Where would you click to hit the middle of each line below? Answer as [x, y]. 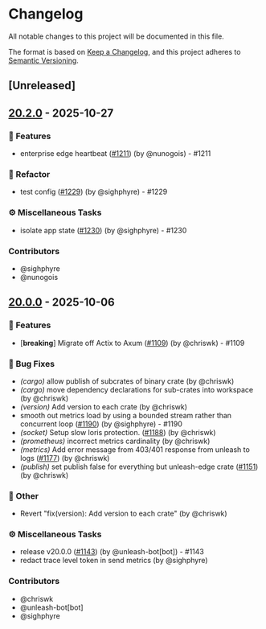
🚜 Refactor [29, 174]
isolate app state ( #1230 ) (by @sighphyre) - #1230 [103, 230]
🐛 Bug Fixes [31, 364]
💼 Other [23, 495]
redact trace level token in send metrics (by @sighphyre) [114, 561]
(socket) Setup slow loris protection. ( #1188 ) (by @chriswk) [118, 432]
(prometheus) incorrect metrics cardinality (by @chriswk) [115, 441]
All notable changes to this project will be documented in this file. [117, 36]
